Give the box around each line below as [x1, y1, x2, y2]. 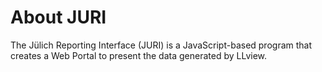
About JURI [10, 6, 107, 29]
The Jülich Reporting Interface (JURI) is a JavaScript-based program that [10, 39, 313, 51]
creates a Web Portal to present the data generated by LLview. [10, 49, 268, 61]
